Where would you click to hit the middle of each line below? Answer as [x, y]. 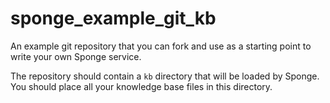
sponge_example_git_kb [113, 18]
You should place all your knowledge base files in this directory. [141, 86]
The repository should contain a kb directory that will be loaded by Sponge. [165, 76]
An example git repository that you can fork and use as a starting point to [161, 46]
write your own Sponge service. [76, 56]
